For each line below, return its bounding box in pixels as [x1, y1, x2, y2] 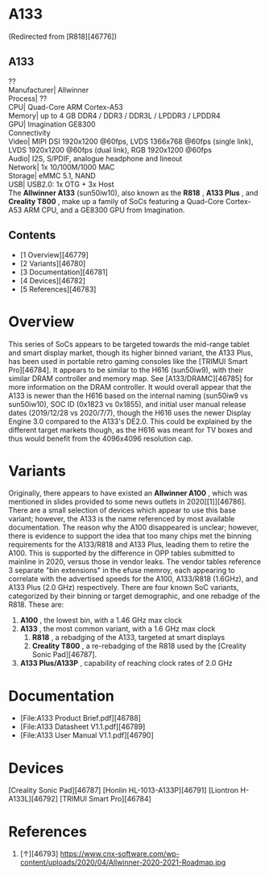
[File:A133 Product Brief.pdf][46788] [19, 714, 141, 723]
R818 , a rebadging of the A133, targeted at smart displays [31, 633, 226, 643]
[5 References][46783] [19, 284, 97, 294]
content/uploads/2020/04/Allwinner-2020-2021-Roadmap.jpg [19, 857, 226, 868]
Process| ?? [8, 94, 48, 103]
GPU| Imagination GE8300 [8, 119, 96, 129]
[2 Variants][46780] [19, 258, 86, 268]
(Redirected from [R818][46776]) [8, 31, 118, 41]
